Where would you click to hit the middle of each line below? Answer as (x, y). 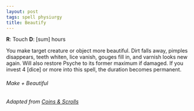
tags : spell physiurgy (34, 17)
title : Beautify (26, 22)
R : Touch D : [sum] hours (36, 40)
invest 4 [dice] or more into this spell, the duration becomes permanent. (94, 70)
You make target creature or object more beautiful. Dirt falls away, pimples (97, 51)
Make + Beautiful (27, 83)
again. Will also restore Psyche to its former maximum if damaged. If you (95, 63)
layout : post (22, 12)
